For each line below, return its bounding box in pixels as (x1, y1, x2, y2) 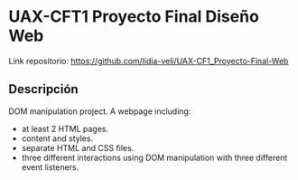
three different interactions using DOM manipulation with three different (21, 152, 288, 163)
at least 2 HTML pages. (21, 123, 109, 134)
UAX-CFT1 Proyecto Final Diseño (8, 6, 259, 27)
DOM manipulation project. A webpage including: (8, 106, 191, 117)
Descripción (8, 81, 79, 97)
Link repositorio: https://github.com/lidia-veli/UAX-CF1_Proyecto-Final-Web (8, 55, 289, 66)
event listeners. (21, 161, 79, 173)
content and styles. (21, 133, 94, 144)
